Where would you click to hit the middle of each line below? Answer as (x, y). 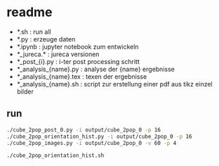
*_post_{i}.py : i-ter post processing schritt (78, 61)
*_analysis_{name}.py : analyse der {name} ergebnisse (95, 69)
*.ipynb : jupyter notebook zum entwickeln (78, 46)
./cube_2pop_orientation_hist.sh (55, 155)
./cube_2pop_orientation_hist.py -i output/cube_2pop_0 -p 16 (99, 136)
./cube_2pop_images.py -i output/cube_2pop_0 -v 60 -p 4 (92, 143)
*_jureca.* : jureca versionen (58, 54)
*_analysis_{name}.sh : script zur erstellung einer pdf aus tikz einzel (114, 84)
